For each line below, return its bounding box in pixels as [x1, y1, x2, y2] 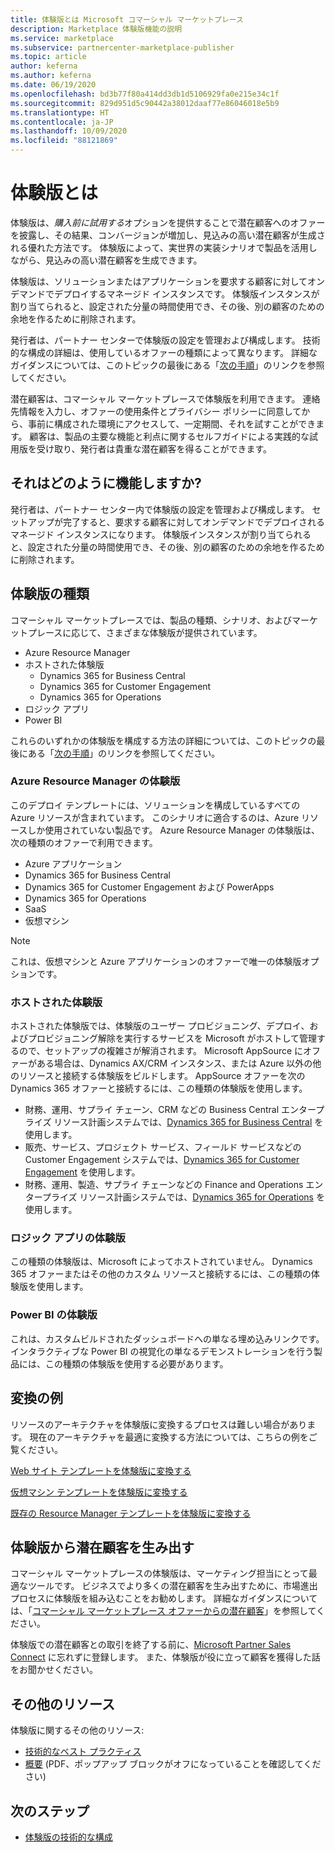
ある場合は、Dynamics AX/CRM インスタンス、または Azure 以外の [36, 1057, 313, 1070]
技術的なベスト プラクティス [24, 1746, 142, 1758]
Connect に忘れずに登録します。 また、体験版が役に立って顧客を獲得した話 [10, 1651, 321, 1663]
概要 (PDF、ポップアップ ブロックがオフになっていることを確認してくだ [24, 1758, 322, 1770]
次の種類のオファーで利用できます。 [10, 836, 158, 848]
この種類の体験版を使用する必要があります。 [44, 1357, 229, 1370]
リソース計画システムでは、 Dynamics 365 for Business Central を [53, 1116, 324, 1128]
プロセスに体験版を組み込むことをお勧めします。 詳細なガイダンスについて [10, 1592, 318, 1605]
